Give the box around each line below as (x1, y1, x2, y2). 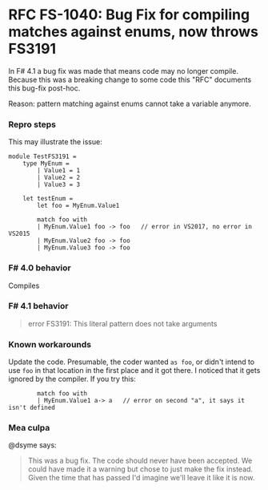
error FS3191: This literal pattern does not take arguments (27, 318, 218, 328)
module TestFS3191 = (8, 152, 78, 161)
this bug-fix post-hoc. (8, 83, 81, 93)
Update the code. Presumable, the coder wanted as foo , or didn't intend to (8, 357, 254, 366)
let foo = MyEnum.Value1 (37, 202, 120, 210)
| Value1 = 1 (37, 167, 81, 175)
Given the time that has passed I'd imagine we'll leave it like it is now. (27, 473, 255, 483)
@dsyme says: (8, 440, 58, 450)
